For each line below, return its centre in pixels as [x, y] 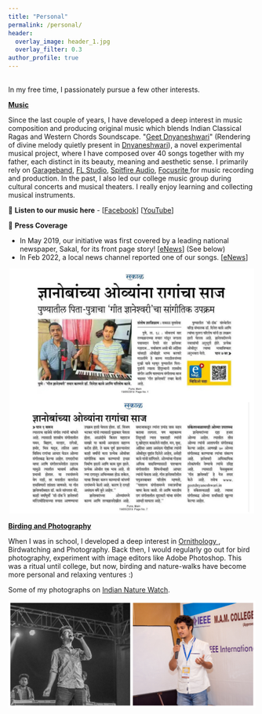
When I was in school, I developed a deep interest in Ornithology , [115, 541]
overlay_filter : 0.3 [49, 50]
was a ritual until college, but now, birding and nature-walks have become [127, 566]
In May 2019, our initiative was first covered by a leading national [124, 240]
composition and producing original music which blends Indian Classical [125, 128]
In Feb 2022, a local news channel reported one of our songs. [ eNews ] [134, 257]
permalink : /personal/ [45, 25]
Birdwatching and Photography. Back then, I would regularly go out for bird [129, 550]
